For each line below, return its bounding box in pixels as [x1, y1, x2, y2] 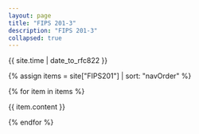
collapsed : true [8, 33, 62, 42]
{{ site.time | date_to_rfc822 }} [8, 56, 108, 65]
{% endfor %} [8, 117, 54, 128]
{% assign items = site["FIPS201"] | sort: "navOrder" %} [8, 71, 192, 81]
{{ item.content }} [8, 102, 66, 112]
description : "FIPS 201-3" [8, 26, 98, 34]
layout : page [8, 11, 52, 20]
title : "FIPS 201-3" [8, 19, 77, 27]
